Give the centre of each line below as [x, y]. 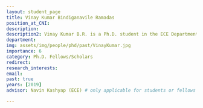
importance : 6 [24, 51]
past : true [20, 79]
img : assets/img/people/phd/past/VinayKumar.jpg [69, 46]
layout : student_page [34, 12]
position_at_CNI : [28, 23]
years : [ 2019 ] [24, 85]
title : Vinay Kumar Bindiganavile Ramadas [60, 17]
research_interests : [32, 68]
